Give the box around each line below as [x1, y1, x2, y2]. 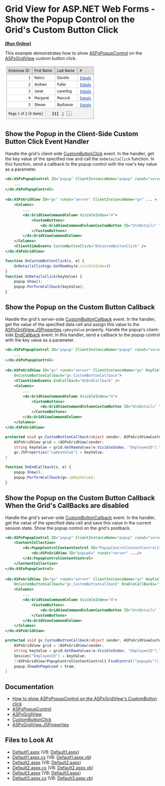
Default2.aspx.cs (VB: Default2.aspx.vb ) [12, 764, 94, 770]
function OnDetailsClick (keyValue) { [5, 274, 82, 279]
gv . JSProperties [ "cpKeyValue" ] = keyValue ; [14, 450, 105, 455]
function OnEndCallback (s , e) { [5, 465, 71, 470]
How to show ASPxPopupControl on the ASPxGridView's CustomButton [12, 696, 157, 701]
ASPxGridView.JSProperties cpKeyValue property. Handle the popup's [5, 326, 146, 332]
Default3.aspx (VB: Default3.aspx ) [12, 770, 81, 776]
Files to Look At [5, 736, 53, 744]
